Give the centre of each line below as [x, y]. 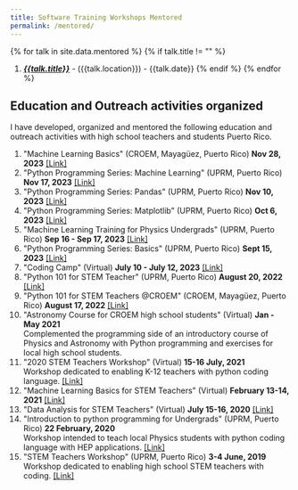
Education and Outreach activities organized [137, 106]
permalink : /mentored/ [52, 26]
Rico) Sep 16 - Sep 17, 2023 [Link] [85, 239]
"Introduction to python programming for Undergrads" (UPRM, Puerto [151, 419]
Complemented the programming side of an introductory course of [145, 334]
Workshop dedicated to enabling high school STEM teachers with [143, 466]
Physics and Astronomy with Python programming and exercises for [148, 343]
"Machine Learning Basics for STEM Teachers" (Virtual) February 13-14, [156, 391]
